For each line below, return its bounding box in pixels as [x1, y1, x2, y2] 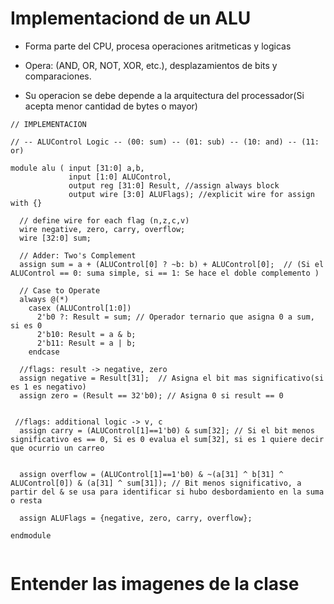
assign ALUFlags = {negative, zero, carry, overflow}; [19, 513, 253, 523]
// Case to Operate [19, 285, 101, 296]
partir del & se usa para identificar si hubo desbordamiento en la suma [10, 487, 325, 497]
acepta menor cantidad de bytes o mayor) [24, 100, 198, 112]
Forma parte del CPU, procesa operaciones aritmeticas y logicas [24, 40, 292, 52]
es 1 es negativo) [10, 382, 87, 392]
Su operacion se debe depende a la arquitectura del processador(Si [24, 89, 305, 101]
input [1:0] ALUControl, [68, 172, 172, 182]
